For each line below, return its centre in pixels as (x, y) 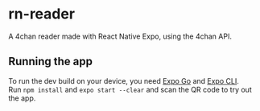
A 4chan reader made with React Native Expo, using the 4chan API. (120, 36)
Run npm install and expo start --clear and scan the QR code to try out (130, 89)
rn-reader (41, 14)
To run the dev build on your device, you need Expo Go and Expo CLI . (124, 80)
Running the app (50, 62)
